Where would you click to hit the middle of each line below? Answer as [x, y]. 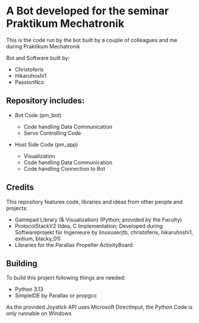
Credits [20, 188]
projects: [17, 208]
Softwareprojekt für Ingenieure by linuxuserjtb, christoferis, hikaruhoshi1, [104, 232]
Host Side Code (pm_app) [46, 145]
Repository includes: [45, 101]
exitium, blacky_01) [38, 239]
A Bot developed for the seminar [88, 11]
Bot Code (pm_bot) [38, 115]
